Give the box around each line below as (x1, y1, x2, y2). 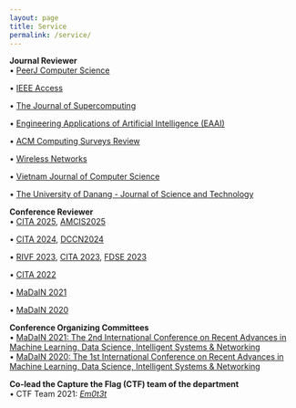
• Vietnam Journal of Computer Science (9, 171, 160, 183)
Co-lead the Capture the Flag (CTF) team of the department (9, 379, 240, 390)
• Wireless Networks (9, 153, 88, 164)
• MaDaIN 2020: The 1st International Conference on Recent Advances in (9, 351, 284, 362)
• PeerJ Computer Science (9, 65, 110, 76)
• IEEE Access (9, 83, 64, 94)
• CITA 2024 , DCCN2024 (9, 234, 105, 245)
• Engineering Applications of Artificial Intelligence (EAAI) (9, 118, 225, 129)
